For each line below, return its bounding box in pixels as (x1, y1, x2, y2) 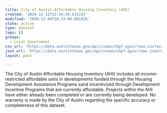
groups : (5, 35, 21, 40)
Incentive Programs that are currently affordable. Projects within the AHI (5, 87, 153, 93)
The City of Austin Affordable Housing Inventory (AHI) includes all (5, 71, 140, 77)
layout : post (5, 53, 32, 58)
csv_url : (5, 44, 23, 49)
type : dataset (5, 26, 35, 31)
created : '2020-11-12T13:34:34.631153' (5, 12, 88, 17)
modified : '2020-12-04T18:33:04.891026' (5, 16, 90, 21)
